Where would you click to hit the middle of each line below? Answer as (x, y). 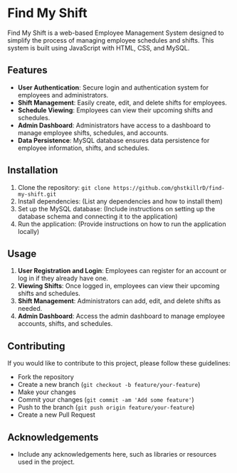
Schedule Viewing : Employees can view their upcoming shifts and (115, 110)
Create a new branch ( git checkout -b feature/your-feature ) (109, 385)
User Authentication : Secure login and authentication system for (113, 87)
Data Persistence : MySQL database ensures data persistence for (114, 140)
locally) (28, 231)
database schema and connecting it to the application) (98, 216)
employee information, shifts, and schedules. (84, 148)
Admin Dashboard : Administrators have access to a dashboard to (114, 125)
